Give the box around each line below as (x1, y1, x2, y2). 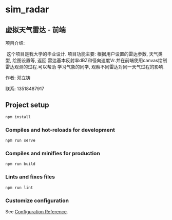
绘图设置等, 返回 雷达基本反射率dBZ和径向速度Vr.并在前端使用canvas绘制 (12, 58, 167, 63)
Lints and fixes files (5, 173, 55, 180)
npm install (5, 114, 31, 119)
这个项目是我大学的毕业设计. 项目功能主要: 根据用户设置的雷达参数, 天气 (6, 51, 158, 57)
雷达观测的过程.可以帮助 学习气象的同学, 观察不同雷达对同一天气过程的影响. (5, 64, 165, 70)
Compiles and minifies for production (5, 150, 100, 157)
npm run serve (5, 138, 36, 143)
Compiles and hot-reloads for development (5, 126, 116, 133)
